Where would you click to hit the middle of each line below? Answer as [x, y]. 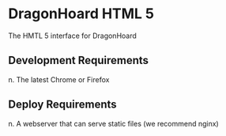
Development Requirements [78, 60]
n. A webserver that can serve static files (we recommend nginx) [113, 123]
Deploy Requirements [62, 105]
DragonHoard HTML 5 [81, 14]
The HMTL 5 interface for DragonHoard [72, 36]
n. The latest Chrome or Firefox [59, 79]
